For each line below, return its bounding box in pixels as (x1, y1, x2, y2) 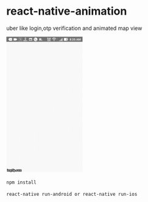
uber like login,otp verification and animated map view (6, 24, 143, 32)
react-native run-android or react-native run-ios (6, 191, 138, 197)
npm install (6, 179, 37, 186)
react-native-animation (6, 4, 127, 18)
